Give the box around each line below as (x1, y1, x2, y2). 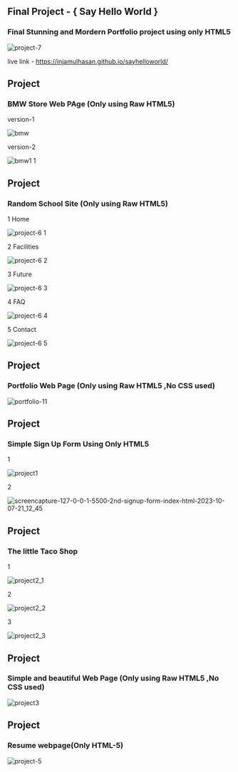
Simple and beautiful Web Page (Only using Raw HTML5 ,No (7, 673, 219, 683)
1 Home (7, 215, 30, 224)
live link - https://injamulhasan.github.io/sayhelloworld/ (7, 57, 169, 66)
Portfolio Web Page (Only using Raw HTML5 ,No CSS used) (7, 381, 216, 391)
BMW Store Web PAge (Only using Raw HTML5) (7, 99, 175, 109)
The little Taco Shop (7, 546, 78, 556)
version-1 (7, 115, 35, 124)
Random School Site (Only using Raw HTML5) (7, 199, 169, 209)
